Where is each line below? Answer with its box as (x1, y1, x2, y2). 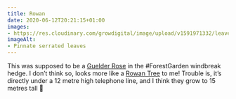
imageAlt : (7, 36, 37, 43)
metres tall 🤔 (7, 84, 44, 92)
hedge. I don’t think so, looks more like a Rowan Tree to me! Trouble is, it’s (7, 69, 222, 77)
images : (7, 23, 30, 30)
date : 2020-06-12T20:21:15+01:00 (7, 17, 105, 24)
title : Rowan (7, 10, 46, 17)
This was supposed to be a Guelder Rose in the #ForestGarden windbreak (7, 62, 221, 70)
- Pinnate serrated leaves (7, 43, 86, 49)
